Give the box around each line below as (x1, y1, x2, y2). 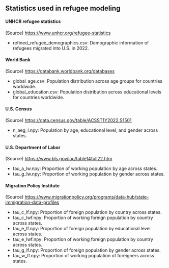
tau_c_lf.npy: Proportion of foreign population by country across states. (12, 209, 162, 215)
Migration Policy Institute (5, 182, 60, 188)
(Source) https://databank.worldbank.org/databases (5, 68, 115, 74)
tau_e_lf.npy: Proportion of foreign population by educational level (12, 226, 151, 232)
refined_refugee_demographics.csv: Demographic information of (12, 39, 149, 45)
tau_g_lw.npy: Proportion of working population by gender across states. (12, 171, 165, 177)
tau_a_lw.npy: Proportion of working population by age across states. (12, 165, 158, 172)
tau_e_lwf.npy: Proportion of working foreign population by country (12, 236, 154, 242)
